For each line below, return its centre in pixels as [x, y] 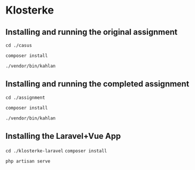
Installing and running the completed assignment [97, 84]
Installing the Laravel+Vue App [63, 136]
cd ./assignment [25, 98]
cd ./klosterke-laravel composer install [56, 151]
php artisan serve [28, 161]
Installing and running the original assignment [91, 32]
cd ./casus [19, 45]
